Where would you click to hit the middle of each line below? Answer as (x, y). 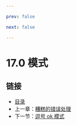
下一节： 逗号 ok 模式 (39, 116)
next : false (20, 27)
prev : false (20, 16)
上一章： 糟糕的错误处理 (43, 109)
